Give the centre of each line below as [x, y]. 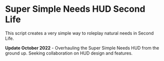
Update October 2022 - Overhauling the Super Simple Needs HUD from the [82, 48]
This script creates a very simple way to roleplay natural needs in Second [80, 33]
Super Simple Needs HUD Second [75, 9]
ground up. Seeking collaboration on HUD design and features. [69, 53]
